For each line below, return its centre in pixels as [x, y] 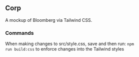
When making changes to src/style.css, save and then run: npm [69, 44]
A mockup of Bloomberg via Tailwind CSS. [49, 20]
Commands [19, 33]
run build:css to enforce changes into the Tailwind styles [64, 49]
